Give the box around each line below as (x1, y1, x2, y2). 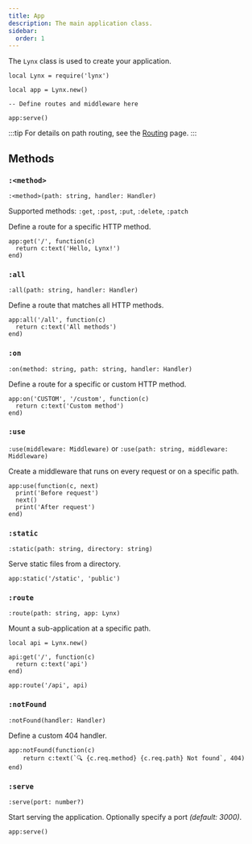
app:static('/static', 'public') (8, 575, 121, 583)
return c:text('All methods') (15, 323, 117, 331)
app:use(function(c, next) (8, 482, 99, 490)
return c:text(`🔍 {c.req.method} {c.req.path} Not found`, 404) (23, 754, 246, 762)
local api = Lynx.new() (8, 639, 89, 647)
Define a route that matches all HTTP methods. (8, 300, 164, 310)
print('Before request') (15, 489, 99, 497)
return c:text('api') (15, 660, 89, 668)
